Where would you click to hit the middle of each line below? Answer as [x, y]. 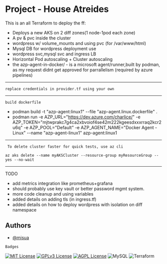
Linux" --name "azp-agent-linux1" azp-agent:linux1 [65, 133]
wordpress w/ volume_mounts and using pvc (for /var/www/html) [79, 43]
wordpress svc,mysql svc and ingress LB [54, 54]
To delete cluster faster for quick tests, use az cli [65, 146]
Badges [12, 247]
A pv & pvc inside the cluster [42, 38]
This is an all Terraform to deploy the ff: [45, 23]
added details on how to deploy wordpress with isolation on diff [77, 204]
